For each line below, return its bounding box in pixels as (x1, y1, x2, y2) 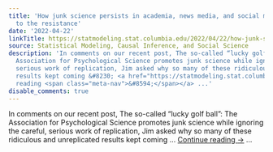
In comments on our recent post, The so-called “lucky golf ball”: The (8, 109, 238, 119)
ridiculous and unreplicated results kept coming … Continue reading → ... (8, 135, 253, 145)
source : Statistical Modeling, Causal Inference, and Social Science (8, 42, 249, 50)
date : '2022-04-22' (8, 27, 75, 35)
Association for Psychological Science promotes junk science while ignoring (8, 118, 264, 128)
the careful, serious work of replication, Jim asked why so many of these (8, 126, 252, 136)
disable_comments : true (8, 87, 89, 95)
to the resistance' (15, 19, 82, 27)
